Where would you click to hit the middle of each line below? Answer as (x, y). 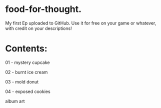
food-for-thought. (43, 9)
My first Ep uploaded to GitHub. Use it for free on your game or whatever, (81, 23)
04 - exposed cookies (28, 91)
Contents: (26, 49)
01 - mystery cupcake (27, 62)
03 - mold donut (22, 81)
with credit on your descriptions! (38, 28)
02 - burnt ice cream (26, 72)
